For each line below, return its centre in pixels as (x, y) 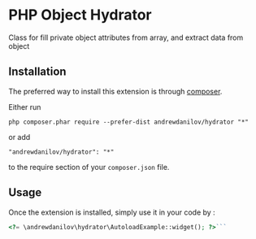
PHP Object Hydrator (80, 15)
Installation (37, 72)
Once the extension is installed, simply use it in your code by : (112, 212)
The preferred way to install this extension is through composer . (115, 91)
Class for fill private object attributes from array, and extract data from (126, 37)
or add (20, 137)
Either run (25, 106)
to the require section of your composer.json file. (89, 167)
